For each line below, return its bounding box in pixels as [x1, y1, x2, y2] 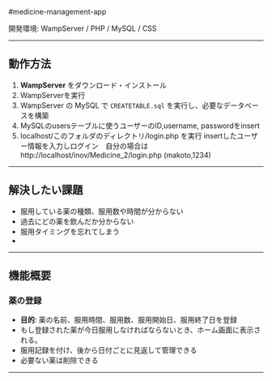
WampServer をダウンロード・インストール [19, 80, 168, 90]
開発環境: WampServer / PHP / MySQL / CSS [8, 24, 157, 33]
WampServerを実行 [19, 90, 86, 100]
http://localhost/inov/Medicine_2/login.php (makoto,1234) [19, 150, 212, 160]
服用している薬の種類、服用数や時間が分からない [19, 206, 184, 216]
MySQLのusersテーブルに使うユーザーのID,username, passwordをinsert [19, 121, 261, 131]
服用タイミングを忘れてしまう [19, 226, 120, 236]
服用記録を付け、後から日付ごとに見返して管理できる [19, 345, 198, 355]
